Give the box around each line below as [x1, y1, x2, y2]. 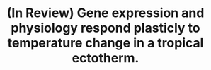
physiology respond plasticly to [11, 20, 200, 36]
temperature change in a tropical [7, 35, 204, 51]
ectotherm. [72, 50, 139, 66]
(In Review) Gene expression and [6, 5, 205, 21]
